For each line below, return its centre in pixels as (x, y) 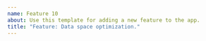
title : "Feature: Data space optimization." (74, 26)
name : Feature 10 (33, 14)
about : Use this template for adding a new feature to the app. (104, 20)
